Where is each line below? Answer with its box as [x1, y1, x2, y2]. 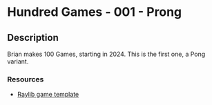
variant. [7, 57, 29, 66]
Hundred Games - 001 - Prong [7, 4, 182, 20]
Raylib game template [17, 90, 79, 99]
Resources [7, 74, 44, 84]
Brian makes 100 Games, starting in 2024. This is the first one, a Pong [7, 50, 206, 58]
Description [7, 32, 59, 44]
